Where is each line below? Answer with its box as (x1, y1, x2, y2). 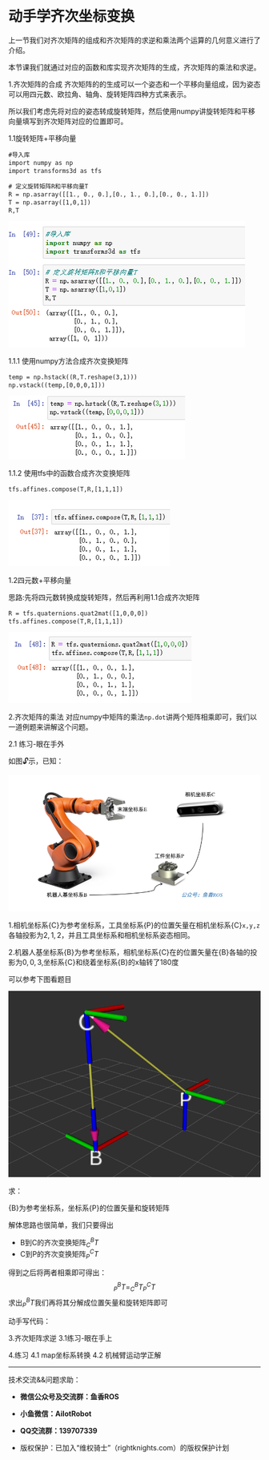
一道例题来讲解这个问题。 (8, 722, 93, 731)
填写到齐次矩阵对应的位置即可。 (22, 116, 128, 126)
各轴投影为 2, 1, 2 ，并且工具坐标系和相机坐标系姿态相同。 (8, 931, 195, 940)
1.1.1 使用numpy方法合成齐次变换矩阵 (8, 356, 129, 365)
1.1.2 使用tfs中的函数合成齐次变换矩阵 (8, 468, 130, 477)
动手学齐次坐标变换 (8, 7, 135, 26)
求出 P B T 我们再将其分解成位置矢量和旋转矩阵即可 (8, 1297, 168, 1309)
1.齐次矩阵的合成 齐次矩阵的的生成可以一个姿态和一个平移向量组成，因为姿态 (8, 79, 261, 89)
